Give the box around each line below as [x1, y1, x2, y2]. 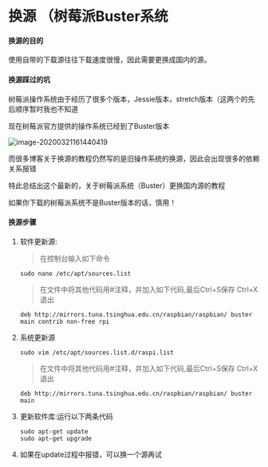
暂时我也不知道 [29, 104, 78, 114]
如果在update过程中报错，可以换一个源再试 [19, 449, 162, 459]
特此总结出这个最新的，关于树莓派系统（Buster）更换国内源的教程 [8, 181, 226, 190]
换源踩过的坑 [8, 74, 50, 84]
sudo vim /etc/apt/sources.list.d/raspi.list [19, 349, 174, 357]
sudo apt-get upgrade [19, 434, 92, 442]
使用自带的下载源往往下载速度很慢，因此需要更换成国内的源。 [8, 55, 211, 65]
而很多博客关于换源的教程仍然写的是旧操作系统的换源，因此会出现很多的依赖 [8, 154, 260, 163]
